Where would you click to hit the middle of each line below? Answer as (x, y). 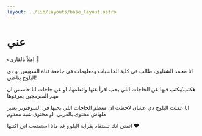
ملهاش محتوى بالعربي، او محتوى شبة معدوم (56, 114)
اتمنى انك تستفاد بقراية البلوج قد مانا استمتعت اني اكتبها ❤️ (73, 126)
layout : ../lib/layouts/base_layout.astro (62, 12)
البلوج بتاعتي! (22, 77)
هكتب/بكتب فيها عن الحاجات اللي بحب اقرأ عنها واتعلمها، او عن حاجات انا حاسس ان (101, 89)
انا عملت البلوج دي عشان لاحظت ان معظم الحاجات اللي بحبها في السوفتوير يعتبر (98, 107)
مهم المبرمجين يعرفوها (33, 96)
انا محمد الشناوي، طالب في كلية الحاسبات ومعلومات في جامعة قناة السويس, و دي (100, 71)
